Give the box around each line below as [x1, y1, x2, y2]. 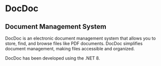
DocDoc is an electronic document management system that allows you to [5, 35, 156, 41]
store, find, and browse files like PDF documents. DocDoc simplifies [5, 41, 143, 46]
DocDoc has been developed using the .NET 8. [5, 55, 100, 61]
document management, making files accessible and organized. [5, 46, 135, 51]
